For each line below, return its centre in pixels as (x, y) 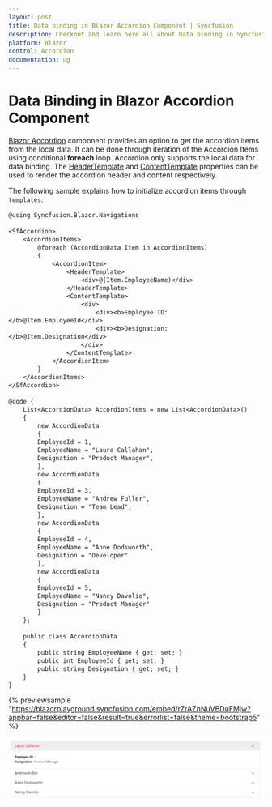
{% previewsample (40, 700)
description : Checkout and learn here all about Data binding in (121, 34)
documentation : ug (39, 60)
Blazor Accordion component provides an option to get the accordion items (134, 140)
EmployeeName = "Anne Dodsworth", (96, 547)
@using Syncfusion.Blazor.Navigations (74, 215)
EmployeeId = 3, (65, 490)
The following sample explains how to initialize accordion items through (127, 190)
